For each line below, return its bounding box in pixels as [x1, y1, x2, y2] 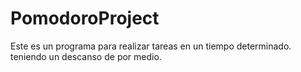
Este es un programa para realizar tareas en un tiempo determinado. [10, 40, 292, 52]
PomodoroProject [10, 7, 160, 30]
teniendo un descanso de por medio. [10, 50, 162, 62]
